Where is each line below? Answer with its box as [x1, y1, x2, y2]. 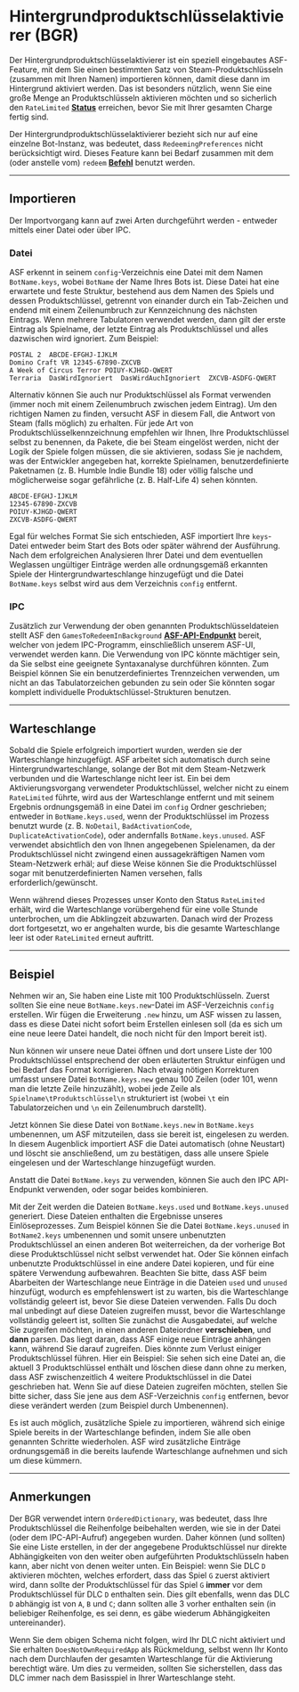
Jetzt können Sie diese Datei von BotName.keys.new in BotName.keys [9, 1119, 255, 1130]
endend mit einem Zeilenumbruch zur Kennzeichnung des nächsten [9, 305, 258, 315]
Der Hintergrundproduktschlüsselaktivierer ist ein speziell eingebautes [9, 54, 267, 65]
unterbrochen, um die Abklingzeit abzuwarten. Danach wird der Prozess [9, 913, 274, 924]
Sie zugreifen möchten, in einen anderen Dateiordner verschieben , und [9, 1324, 271, 1335]
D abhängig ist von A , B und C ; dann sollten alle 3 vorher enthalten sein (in [9, 1598, 277, 1609]
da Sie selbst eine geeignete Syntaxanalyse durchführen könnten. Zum [9, 658, 269, 669]
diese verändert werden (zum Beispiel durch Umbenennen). [9, 1400, 229, 1410]
